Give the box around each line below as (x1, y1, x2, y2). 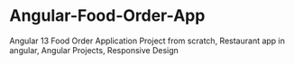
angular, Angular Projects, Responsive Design (9, 44, 179, 55)
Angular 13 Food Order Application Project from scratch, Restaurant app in (9, 35, 286, 46)
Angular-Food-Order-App (9, 5, 206, 26)
